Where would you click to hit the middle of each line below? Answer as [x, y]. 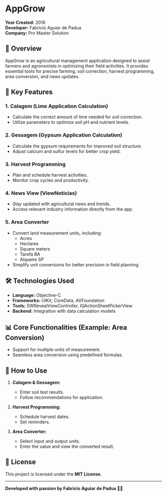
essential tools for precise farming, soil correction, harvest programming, [80, 71]
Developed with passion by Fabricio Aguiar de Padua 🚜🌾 [64, 488]
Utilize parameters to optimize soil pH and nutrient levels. [71, 122]
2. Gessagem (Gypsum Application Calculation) [64, 135]
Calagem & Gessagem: [36, 383]
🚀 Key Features [29, 92]
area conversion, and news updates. [42, 76]
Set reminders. [35, 422]
